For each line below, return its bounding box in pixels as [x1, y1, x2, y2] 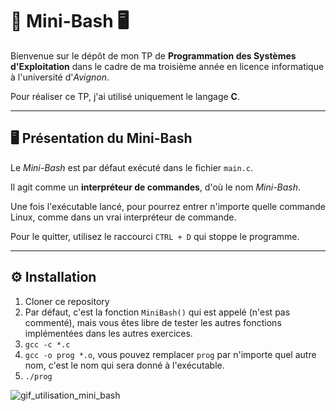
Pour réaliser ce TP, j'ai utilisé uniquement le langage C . [10, 90, 240, 102]
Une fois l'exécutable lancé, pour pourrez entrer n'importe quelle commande [10, 200, 326, 212]
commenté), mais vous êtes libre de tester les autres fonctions [24, 316, 282, 328]
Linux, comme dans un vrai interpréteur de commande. [10, 211, 237, 223]
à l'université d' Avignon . [10, 71, 110, 83]
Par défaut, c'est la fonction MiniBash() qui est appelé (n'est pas [24, 306, 291, 318]
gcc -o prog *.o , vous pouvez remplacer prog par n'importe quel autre [24, 348, 317, 360]
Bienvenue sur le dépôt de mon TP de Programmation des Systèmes [10, 49, 297, 62]
